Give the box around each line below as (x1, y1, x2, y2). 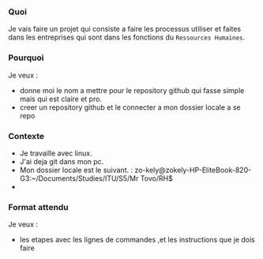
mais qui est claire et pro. (19, 94, 103, 103)
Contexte (8, 130, 45, 141)
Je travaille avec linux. (19, 148, 92, 158)
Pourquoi (8, 52, 44, 63)
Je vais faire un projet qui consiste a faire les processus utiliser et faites (8, 24, 242, 34)
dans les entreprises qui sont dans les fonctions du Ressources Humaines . (8, 32, 246, 42)
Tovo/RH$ (140, 173, 174, 183)
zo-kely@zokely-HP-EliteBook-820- (133, 165, 252, 175)
